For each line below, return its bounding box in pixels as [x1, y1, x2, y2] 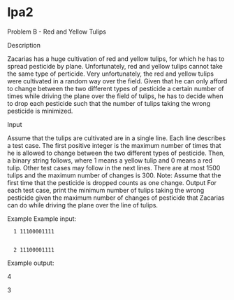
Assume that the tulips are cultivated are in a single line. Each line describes [7, 134, 226, 142]
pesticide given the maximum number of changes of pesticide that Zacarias [7, 193, 225, 202]
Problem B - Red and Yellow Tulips [7, 27, 107, 36]
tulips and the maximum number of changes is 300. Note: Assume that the [7, 171, 221, 179]
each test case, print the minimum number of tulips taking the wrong [7, 186, 205, 194]
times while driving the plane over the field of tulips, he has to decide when [7, 92, 224, 100]
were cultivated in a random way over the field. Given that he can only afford [7, 76, 228, 85]
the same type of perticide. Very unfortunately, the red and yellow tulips [7, 69, 214, 78]
